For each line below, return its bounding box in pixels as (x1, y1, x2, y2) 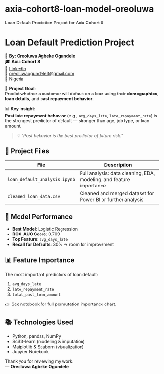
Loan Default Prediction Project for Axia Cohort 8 (5, 20, 103, 25)
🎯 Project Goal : (5, 85, 36, 91)
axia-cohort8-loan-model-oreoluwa (5, 3, 154, 15)
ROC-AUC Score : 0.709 (12, 231, 60, 237)
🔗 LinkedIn (5, 65, 26, 71)
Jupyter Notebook (12, 349, 49, 355)
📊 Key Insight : (5, 105, 36, 111)
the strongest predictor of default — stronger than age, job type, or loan (5, 117, 150, 123)
